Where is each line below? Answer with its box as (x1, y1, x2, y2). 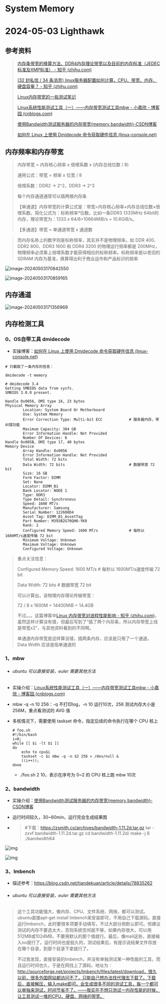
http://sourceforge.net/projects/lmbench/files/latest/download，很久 (17, 968, 157, 975)
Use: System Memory (23, 412, 63, 417)
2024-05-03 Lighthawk (5, 26, 105, 37)
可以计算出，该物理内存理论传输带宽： (17, 592, 95, 598)
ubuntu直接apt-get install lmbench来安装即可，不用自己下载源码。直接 (17, 915, 161, 921)
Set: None (23, 479, 43, 484)
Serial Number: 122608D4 (23, 510, 74, 515)
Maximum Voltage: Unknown (23, 542, 77, 547)
